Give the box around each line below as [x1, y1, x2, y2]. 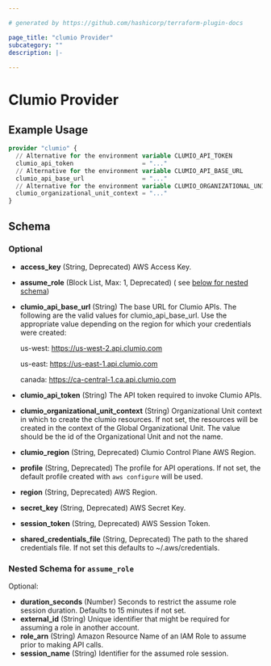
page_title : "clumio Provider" [8, 33, 114, 41]
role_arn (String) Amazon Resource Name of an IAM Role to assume [19, 631, 247, 641]
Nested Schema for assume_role [8, 563, 135, 574]
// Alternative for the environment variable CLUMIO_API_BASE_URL [15, 166, 244, 175]
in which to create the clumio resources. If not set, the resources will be [19, 414, 258, 424]
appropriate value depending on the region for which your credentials [19, 318, 252, 328]
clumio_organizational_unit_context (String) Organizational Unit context [19, 406, 262, 415]
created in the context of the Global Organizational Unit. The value [19, 423, 240, 432]
